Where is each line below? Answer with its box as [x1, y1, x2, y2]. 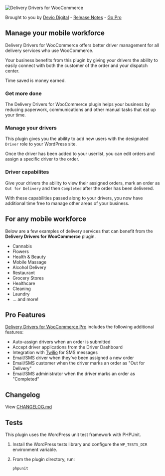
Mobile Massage [12, 259, 47, 265]
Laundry [12, 290, 30, 297]
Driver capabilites [5, 168, 49, 175]
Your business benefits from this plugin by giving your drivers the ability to [5, 57, 158, 63]
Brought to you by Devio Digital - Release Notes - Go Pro [5, 14, 122, 20]
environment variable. [12, 446, 57, 452]
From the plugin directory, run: [12, 456, 75, 462]
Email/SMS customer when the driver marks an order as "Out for [12, 360, 145, 366]
